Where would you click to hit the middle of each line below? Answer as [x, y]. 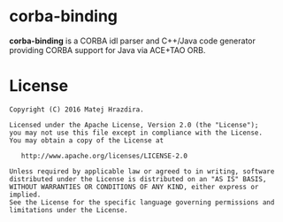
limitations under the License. [69, 210]
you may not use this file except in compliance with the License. [136, 133]
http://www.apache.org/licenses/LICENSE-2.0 [104, 156]
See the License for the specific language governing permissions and [142, 202]
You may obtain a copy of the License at [87, 140]
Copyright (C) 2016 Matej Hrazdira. [76, 109]
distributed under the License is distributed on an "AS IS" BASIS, [138, 179]
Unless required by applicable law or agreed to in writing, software [142, 171]
